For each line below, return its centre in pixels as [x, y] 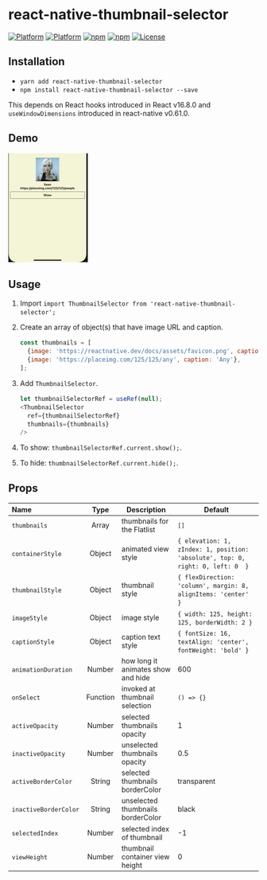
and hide [136, 678]
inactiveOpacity [39, 753]
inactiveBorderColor [46, 810]
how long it [140, 661]
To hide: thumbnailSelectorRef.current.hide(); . [99, 463]
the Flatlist [139, 529]
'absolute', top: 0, [211, 559]
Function [101, 697]
